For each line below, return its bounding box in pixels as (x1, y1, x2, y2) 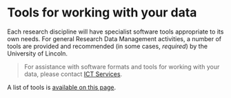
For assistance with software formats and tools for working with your (23, 62, 220, 71)
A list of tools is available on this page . (7, 83, 117, 91)
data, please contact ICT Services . (23, 70, 123, 78)
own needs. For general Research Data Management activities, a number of (7, 34, 222, 42)
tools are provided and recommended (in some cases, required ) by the (7, 42, 208, 50)
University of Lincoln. (7, 49, 68, 58)
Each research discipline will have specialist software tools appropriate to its (7, 27, 224, 36)
